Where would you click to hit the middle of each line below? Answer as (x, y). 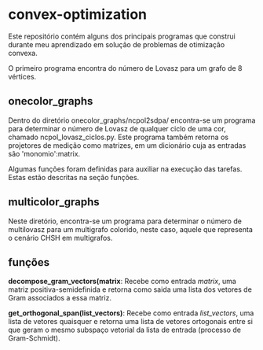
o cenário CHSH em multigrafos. (60, 238)
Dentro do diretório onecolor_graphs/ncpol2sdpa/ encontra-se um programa (132, 120)
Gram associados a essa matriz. (60, 298)
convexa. (23, 53)
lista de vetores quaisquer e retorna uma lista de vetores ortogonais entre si (131, 322)
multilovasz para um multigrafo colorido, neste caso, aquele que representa (131, 229)
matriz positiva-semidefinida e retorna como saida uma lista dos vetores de (130, 289)
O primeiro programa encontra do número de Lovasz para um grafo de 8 (125, 68)
